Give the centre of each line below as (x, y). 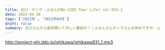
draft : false (18, 24)
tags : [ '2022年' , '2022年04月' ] (37, 19)
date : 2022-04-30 (23, 14)
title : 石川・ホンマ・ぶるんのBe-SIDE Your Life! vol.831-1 (64, 10)
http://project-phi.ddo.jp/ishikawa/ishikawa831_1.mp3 (59, 42)
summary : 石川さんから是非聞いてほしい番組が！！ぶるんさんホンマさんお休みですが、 (81, 28)
